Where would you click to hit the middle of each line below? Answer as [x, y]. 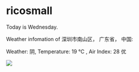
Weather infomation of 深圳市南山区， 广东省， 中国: [70, 39]
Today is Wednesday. [32, 27]
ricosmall [29, 11]
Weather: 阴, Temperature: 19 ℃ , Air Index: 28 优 [66, 52]
